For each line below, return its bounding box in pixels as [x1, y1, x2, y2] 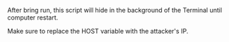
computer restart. [7, 13, 59, 22]
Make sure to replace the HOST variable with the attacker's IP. [7, 27, 189, 35]
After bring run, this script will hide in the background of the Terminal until [7, 6, 223, 14]
